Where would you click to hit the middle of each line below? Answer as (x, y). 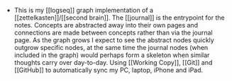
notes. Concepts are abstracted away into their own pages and (106, 25)
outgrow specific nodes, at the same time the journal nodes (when (111, 48)
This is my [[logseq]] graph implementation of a (84, 10)
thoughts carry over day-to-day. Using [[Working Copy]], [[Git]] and (113, 62)
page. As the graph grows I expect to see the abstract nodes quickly (114, 40)
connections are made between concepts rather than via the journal (113, 32)
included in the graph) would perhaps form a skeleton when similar (112, 55)
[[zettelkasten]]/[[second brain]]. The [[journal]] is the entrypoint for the (119, 18)
